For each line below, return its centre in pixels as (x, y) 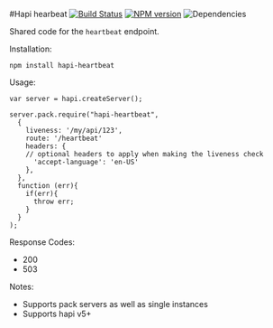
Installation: (31, 49)
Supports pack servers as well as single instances (115, 304)
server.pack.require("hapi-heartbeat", (84, 115)
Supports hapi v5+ (57, 314)
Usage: (23, 82)
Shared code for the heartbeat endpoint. (84, 31)
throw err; (54, 201)
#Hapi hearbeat (38, 14)
